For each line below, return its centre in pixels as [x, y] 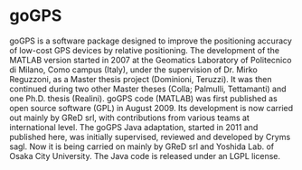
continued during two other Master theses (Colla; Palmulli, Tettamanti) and [148, 89]
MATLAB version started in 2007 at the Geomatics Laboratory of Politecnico [151, 60]
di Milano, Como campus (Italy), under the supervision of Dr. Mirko [133, 70]
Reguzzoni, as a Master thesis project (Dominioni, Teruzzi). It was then [141, 79]
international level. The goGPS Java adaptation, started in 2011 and [134, 127]
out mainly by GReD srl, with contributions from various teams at [130, 118]
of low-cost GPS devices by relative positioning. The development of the [145, 50]
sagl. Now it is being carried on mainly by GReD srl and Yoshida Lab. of [142, 146]
